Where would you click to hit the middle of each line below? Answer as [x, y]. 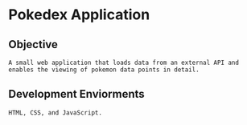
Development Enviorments [76, 94]
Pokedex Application [79, 15]
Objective [33, 44]
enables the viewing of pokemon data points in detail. [104, 70]
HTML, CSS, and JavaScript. [56, 113]
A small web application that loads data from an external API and [124, 62]
